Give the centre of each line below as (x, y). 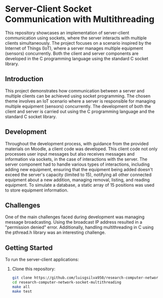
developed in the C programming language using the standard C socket (77, 58)
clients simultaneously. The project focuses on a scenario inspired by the (78, 43)
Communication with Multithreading (80, 19)
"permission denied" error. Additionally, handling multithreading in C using (80, 228)
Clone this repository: (34, 269)
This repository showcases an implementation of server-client (67, 33)
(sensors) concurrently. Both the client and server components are (72, 53)
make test (22, 291)
